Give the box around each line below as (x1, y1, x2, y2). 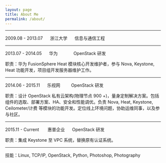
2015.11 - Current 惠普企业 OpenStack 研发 (5, 127, 105, 133)
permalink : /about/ (5, 16, 45, 21)
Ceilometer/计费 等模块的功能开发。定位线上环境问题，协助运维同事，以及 (5, 105, 156, 111)
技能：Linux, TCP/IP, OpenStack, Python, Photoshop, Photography (5, 152, 141, 159)
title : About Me (5, 12, 39, 17)
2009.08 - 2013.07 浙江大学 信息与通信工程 (5, 35, 105, 41)
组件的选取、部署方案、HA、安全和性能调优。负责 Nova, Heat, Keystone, (5, 99, 153, 105)
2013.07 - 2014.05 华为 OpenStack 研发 (5, 51, 106, 56)
